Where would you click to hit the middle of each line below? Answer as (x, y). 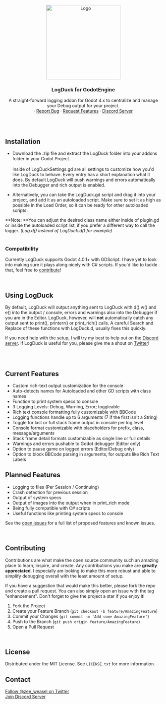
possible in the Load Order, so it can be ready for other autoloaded (80, 205)
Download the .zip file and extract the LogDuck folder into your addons (85, 153)
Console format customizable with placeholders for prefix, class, (78, 428)
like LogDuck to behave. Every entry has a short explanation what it (81, 175)
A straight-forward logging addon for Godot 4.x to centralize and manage (83, 100)
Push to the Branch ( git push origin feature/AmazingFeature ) (76, 621)
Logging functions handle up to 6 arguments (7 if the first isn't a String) (85, 417)
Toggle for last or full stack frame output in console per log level (78, 423)
